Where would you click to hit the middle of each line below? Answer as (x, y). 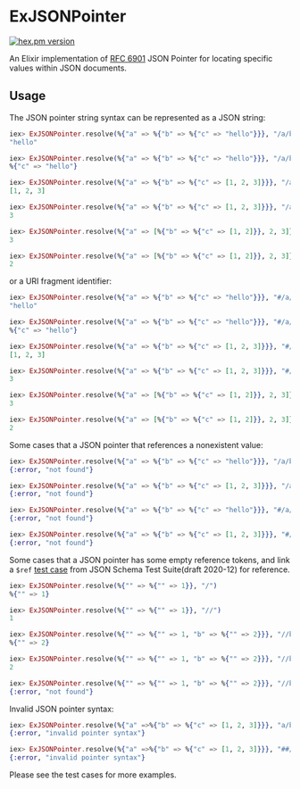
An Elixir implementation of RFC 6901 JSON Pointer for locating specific (141, 58)
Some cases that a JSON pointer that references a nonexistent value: (136, 444)
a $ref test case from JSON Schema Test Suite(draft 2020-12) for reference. (150, 569)
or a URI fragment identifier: (61, 281)
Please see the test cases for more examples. (93, 775)
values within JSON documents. (68, 68)
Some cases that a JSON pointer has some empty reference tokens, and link (150, 560)
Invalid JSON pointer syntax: (62, 709)
